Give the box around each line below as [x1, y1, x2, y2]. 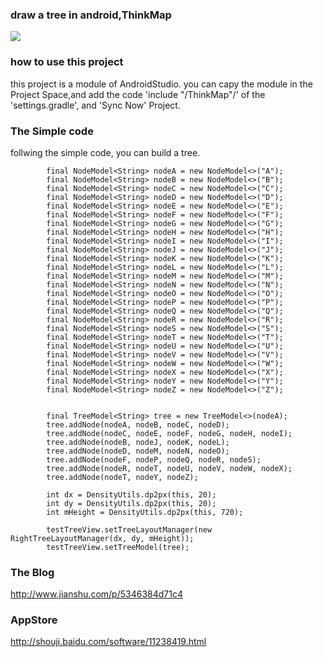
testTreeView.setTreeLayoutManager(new [46, 524, 213, 535]
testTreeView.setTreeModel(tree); [46, 542, 190, 552]
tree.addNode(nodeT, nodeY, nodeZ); [46, 472, 199, 482]
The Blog [10, 565, 55, 579]
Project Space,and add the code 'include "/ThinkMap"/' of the [10, 88, 266, 100]
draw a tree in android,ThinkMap [10, 8, 172, 22]
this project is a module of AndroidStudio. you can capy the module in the [10, 78, 313, 90]
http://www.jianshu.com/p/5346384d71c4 [10, 588, 183, 600]
